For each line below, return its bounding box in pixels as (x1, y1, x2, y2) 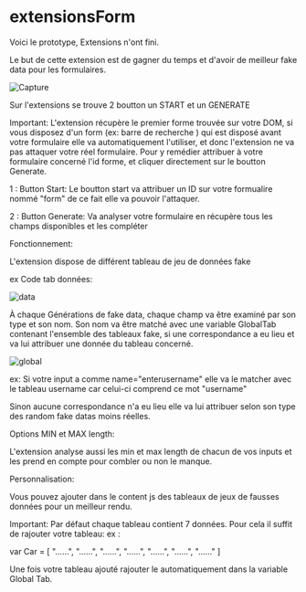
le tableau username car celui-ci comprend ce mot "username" (9, 383, 248, 394)
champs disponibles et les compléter (9, 220, 148, 231)
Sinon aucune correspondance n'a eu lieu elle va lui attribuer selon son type (9, 400, 297, 412)
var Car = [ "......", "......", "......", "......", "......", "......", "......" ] (9, 545, 221, 556)
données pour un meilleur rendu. (9, 501, 132, 512)
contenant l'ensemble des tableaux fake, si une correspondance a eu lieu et (9, 328, 295, 339)
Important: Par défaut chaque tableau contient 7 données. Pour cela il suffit (9, 518, 293, 529)
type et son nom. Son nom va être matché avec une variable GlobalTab (9, 318, 277, 330)
